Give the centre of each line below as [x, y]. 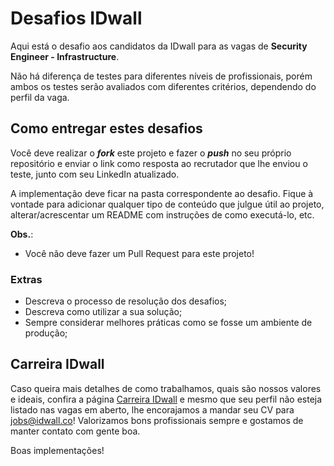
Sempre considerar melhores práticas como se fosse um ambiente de [168, 323]
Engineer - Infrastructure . [65, 56]
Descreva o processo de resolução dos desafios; [126, 301]
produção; [46, 333]
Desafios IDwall [76, 18]
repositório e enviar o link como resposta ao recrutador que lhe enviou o [159, 163]
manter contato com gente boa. [75, 431]
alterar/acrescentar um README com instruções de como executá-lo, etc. [162, 214]
